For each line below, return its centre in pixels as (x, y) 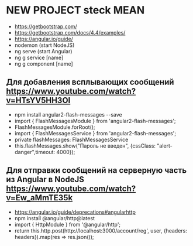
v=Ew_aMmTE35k (39, 198)
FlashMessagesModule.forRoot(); (55, 127)
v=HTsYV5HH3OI (38, 100)
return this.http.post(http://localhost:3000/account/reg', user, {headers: (101, 230)
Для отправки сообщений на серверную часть (96, 170)
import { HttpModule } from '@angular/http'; (68, 224)
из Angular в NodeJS (45, 180)
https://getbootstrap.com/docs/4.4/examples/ (70, 32)
